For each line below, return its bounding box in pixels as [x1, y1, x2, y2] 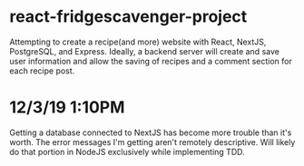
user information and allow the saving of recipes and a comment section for [9, 55, 292, 66]
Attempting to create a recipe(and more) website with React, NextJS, [9, 36, 267, 47]
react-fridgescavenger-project [9, 6, 248, 27]
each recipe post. [9, 65, 75, 76]
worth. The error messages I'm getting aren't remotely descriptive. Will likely [9, 136, 296, 147]
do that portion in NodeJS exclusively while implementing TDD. [9, 146, 245, 157]
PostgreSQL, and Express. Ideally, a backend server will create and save [9, 45, 279, 56]
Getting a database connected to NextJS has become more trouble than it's [9, 127, 292, 138]
